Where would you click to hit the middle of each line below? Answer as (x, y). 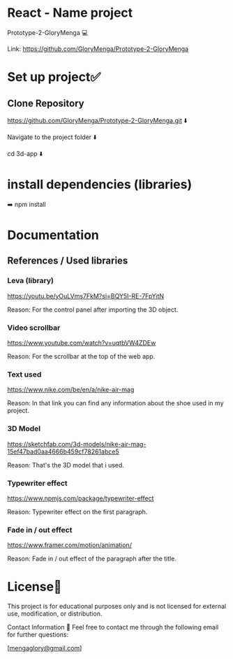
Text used (24, 374)
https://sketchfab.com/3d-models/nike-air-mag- (77, 444)
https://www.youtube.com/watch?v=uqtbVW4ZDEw (82, 343)
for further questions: (38, 635)
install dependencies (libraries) (100, 185)
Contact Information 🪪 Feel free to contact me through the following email (113, 628)
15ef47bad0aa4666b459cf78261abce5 (63, 451)
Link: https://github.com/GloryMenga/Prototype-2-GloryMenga (98, 49)
